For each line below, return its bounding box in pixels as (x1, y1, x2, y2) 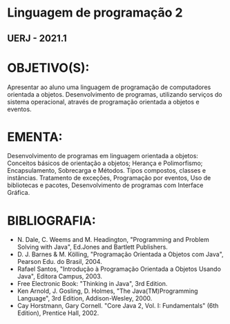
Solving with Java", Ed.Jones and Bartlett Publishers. (17, 243, 168, 251)
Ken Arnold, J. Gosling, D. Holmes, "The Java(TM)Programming (17, 287, 198, 295)
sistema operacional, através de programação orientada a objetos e (7, 97, 200, 106)
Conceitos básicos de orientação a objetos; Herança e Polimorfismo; (7, 159, 203, 167)
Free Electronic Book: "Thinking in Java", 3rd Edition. (17, 280, 168, 288)
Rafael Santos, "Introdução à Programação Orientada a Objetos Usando (17, 265, 221, 274)
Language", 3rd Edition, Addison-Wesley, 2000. (17, 294, 153, 303)
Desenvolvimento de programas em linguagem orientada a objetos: (7, 152, 199, 160)
